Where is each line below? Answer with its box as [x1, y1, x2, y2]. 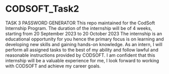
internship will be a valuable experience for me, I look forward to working [5, 57, 159, 63]
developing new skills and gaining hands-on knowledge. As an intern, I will [5, 41, 163, 47]
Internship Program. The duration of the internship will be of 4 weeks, [5, 25, 152, 31]
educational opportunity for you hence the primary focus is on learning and [5, 36, 164, 42]
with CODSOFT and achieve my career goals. [5, 63, 101, 69]
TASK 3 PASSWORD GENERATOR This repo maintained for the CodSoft [5, 20, 155, 26]
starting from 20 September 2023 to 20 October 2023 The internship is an [5, 30, 162, 36]
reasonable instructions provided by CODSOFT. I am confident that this [5, 52, 155, 58]
